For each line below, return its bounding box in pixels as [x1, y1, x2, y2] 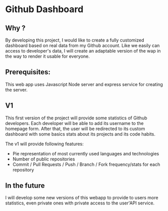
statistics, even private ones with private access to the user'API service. [5, 200, 155, 206]
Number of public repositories [12, 156, 75, 162]
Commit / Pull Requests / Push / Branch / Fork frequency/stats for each [12, 161, 160, 167]
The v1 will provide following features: [5, 141, 84, 147]
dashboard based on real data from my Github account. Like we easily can [5, 43, 160, 49]
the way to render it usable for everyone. [5, 53, 90, 59]
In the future [5, 181, 45, 190]
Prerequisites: [5, 68, 50, 76]
